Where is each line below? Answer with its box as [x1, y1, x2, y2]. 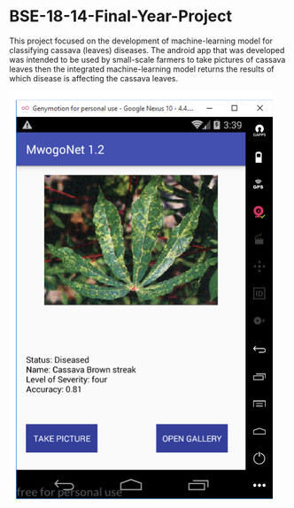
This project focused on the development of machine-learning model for [9, 35, 273, 46]
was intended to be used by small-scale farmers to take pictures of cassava [9, 54, 286, 65]
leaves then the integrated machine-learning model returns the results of [9, 64, 275, 74]
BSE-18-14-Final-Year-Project [9, 6, 233, 27]
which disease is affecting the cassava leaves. [9, 73, 179, 83]
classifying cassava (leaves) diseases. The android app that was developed [9, 44, 285, 55]
